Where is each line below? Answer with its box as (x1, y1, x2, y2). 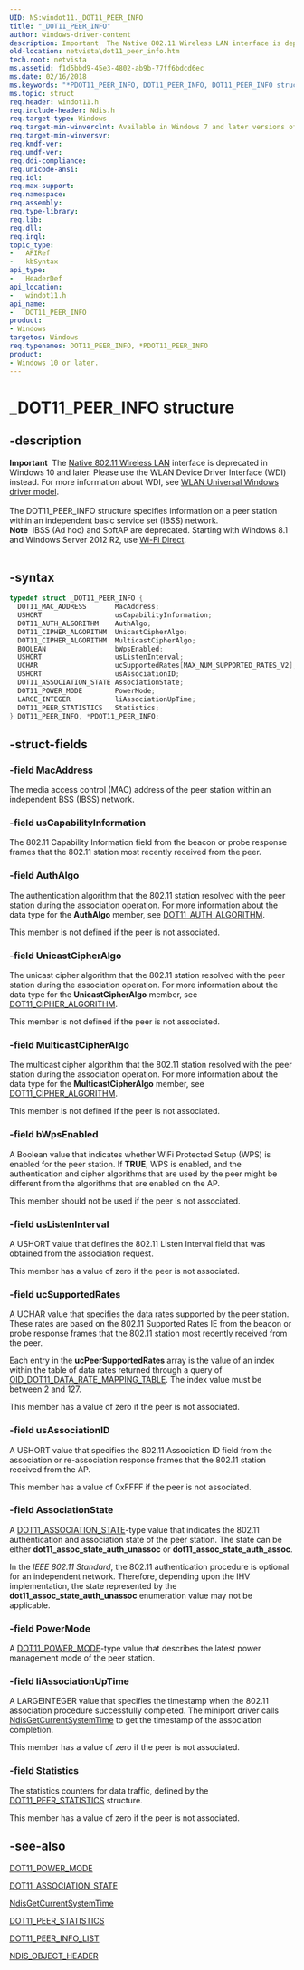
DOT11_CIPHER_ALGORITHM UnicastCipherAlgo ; (17, 627, 188, 636)
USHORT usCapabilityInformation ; (17, 611, 213, 620)
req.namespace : (9, 190, 67, 199)
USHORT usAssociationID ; (17, 670, 180, 679)
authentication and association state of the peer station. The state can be (9, 1534, 282, 1545)
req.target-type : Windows (9, 114, 107, 123)
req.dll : (9, 224, 43, 233)
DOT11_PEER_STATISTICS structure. (9, 1794, 143, 1805)
